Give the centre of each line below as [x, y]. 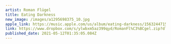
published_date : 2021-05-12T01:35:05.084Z [51, 33]
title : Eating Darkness [31, 15]
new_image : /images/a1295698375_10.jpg [48, 19]
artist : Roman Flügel [28, 10]
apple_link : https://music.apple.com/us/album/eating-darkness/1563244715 [86, 24]
